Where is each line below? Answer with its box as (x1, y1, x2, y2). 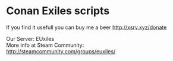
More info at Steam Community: (6, 41, 84, 49)
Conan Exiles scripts (6, 4, 110, 18)
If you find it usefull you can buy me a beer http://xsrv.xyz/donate (6, 24, 167, 31)
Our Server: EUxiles (6, 35, 55, 42)
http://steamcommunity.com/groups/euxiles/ (6, 47, 116, 54)
